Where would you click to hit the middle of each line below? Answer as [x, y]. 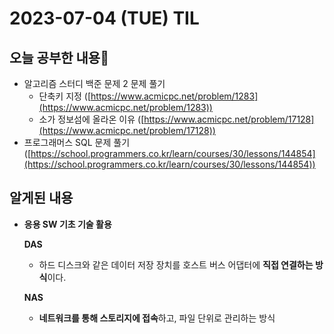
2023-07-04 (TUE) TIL [104, 18]
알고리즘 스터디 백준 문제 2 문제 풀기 [94, 83]
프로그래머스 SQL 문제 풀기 [77, 142]
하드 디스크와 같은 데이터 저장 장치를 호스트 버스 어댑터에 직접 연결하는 [176, 264]
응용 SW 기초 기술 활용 [67, 224]
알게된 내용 [41, 198]
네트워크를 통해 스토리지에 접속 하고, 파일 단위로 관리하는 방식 [157, 318]
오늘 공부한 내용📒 [59, 57]
